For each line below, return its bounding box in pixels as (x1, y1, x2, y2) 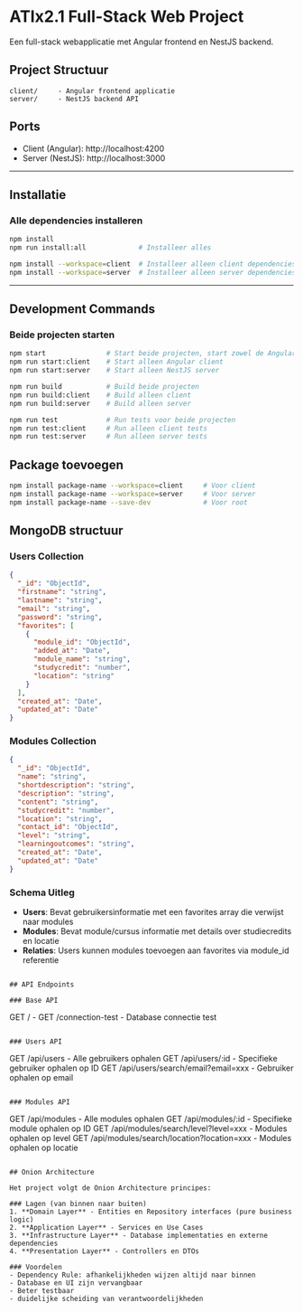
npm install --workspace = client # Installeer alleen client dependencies (9, 260, 297, 269)
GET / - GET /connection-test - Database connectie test (9, 1012, 217, 1023)
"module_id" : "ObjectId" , (32, 637, 131, 647)
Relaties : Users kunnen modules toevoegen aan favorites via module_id (22, 945, 290, 956)
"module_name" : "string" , (32, 655, 131, 664)
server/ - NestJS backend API (9, 94, 140, 103)
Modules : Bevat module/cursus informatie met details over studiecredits (22, 926, 292, 937)
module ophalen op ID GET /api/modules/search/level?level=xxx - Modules (9, 1123, 288, 1134)
